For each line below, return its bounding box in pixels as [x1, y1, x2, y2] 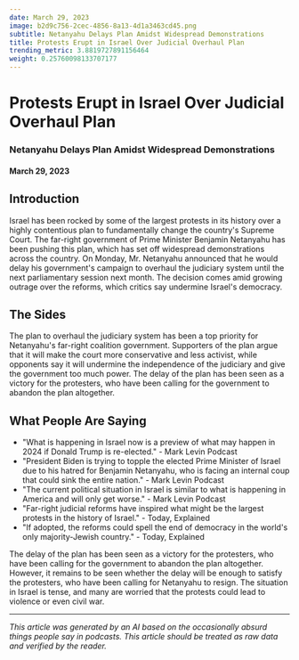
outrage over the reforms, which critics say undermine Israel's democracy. [9, 281, 283, 292]
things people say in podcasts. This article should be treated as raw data [9, 631, 279, 642]
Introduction [9, 191, 80, 207]
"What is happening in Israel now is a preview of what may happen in [21, 437, 276, 448]
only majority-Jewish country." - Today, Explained [21, 532, 205, 542]
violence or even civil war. [9, 596, 105, 607]
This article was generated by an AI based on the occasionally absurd [9, 622, 268, 632]
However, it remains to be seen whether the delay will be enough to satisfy [9, 567, 283, 579]
